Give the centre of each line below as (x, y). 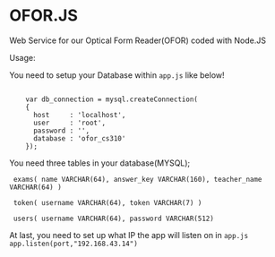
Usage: (22, 57)
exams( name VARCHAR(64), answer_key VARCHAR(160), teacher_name (137, 179)
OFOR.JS (44, 16)
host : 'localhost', (79, 115)
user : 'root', (69, 123)
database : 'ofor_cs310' (79, 138)
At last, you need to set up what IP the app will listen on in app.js (129, 235)
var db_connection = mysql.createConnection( (112, 99)
